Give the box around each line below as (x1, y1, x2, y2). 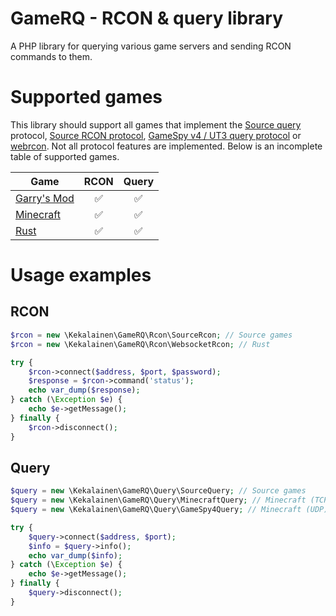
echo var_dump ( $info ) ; (28, 550, 123, 561)
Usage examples (10, 264, 152, 287)
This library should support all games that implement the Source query (10, 118, 302, 131)
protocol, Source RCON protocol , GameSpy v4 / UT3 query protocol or (10, 129, 302, 141)
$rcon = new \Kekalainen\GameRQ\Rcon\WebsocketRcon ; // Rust (10, 339, 271, 349)
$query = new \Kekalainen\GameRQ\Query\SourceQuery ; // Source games (10, 486, 307, 496)
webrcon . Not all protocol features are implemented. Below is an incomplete (10, 140, 323, 152)
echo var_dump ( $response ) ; (28, 385, 141, 396)
